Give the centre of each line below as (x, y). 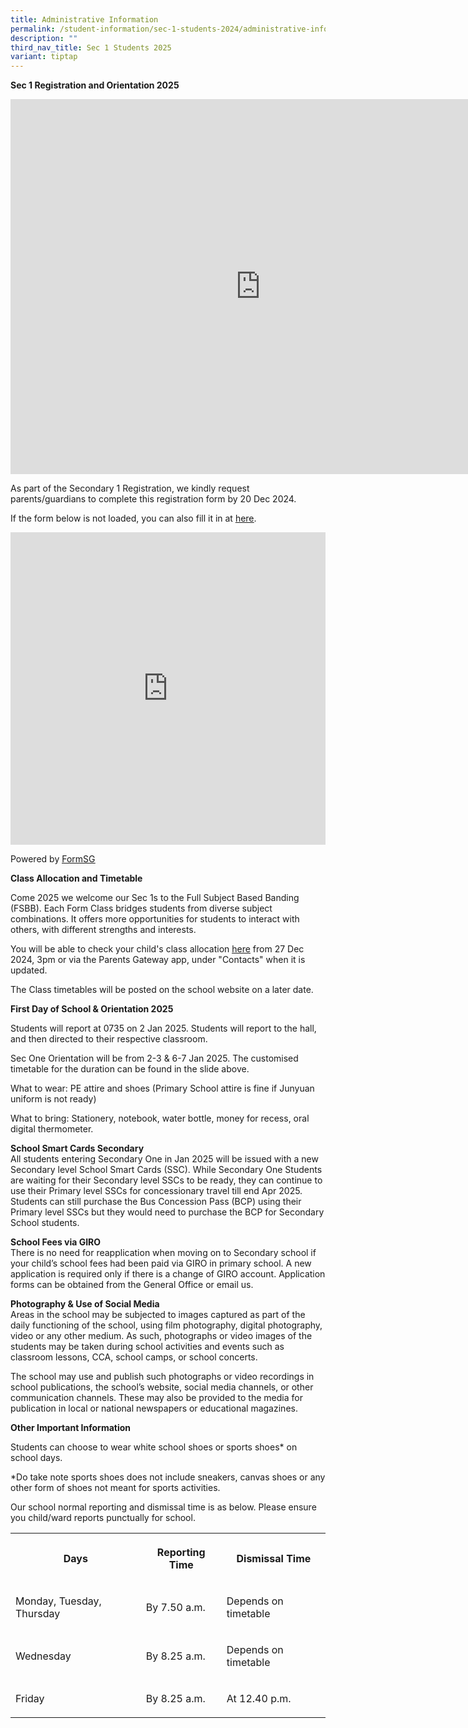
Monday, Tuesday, (58, 1601)
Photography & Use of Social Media (85, 1304)
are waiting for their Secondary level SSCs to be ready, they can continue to (166, 1180)
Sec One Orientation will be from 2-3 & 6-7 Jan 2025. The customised (154, 1058)
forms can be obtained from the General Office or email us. (132, 1285)
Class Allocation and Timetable (76, 878)
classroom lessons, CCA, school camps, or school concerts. (134, 1357)
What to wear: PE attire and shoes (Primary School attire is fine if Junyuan (162, 1088)
